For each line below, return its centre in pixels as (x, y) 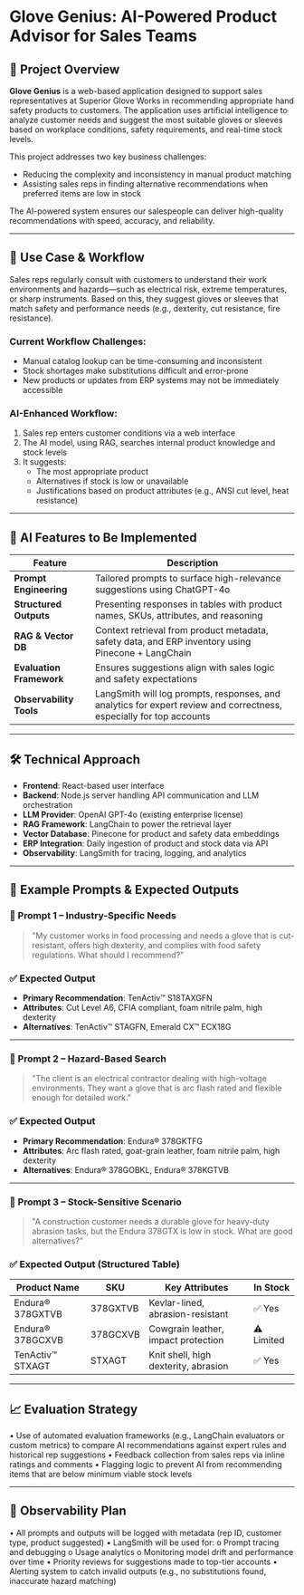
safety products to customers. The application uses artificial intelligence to (148, 110)
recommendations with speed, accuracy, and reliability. (112, 221)
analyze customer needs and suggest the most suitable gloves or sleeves (146, 120)
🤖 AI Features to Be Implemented (103, 538)
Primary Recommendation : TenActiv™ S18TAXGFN (117, 998)
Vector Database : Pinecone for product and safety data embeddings (151, 834)
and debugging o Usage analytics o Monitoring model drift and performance (152, 1552)
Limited (269, 1340)
